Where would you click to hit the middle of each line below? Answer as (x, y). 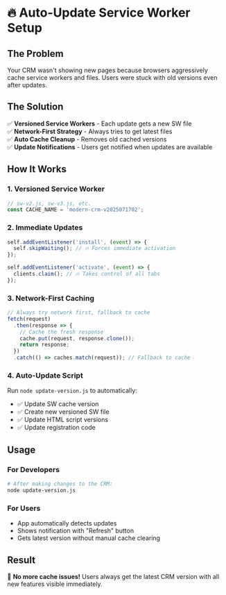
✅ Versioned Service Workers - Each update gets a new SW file (99, 124)
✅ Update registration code (56, 428)
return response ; (45, 345)
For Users (24, 508)
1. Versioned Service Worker (56, 189)
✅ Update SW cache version (58, 404)
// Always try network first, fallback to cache (79, 313)
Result (21, 560)
